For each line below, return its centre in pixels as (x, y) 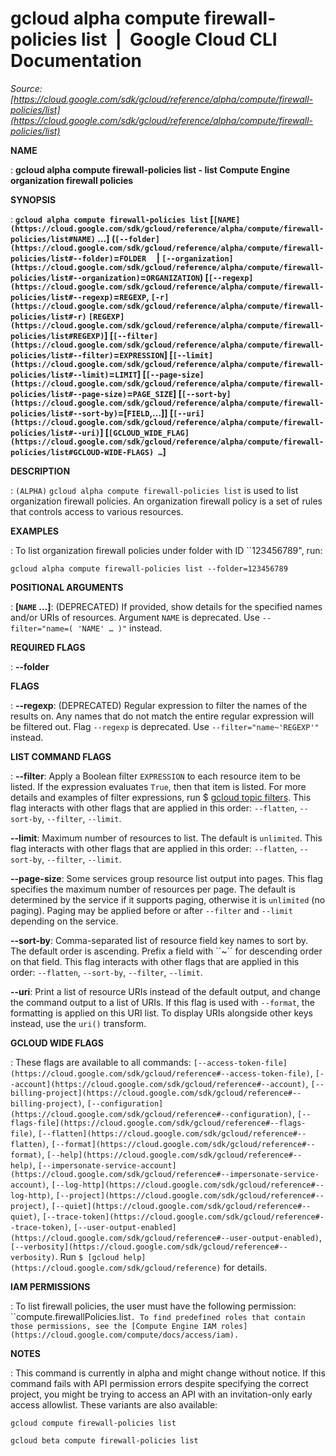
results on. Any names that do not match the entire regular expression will (162, 716)
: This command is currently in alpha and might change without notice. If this (168, 1373)
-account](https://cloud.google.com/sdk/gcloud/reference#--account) (158, 1084)
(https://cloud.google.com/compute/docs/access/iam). (125, 1335)
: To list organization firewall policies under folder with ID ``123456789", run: (166, 550)
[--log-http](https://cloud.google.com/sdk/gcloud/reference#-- (188, 1185)
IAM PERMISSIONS (50, 1286)
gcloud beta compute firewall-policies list (104, 1440)
